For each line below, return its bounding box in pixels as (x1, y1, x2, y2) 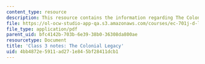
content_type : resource (6, 9, 67, 15)
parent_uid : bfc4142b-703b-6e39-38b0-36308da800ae (6, 32, 138, 38)
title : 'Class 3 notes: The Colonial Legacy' (6, 43, 124, 49)
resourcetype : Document (6, 37, 67, 43)
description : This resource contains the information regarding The (6, 15, 184, 21)
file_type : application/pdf (6, 26, 78, 32)
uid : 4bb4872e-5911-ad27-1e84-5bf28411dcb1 (6, 49, 119, 55)
